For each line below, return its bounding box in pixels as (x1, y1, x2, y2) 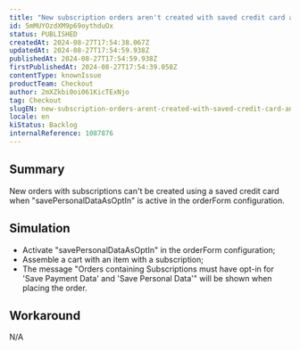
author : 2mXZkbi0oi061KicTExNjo (9, 87, 129, 96)
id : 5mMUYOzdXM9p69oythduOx (9, 21, 114, 30)
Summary (9, 162, 65, 177)
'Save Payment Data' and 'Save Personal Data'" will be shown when (21, 273, 272, 283)
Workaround (9, 308, 81, 323)
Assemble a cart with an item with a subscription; (21, 254, 204, 265)
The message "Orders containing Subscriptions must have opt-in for (21, 264, 274, 274)
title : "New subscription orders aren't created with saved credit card (9, 12, 286, 22)
